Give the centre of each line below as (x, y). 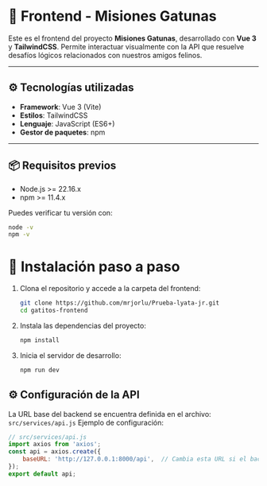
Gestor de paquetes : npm (62, 132)
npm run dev (39, 370)
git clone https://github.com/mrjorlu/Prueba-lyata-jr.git (120, 303)
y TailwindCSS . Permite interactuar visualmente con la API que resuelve (126, 46)
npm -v (19, 235)
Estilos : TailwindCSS (54, 115)
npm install (39, 340)
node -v (21, 227)
